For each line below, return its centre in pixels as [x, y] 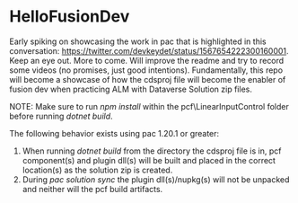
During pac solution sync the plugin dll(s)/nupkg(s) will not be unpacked [156, 179]
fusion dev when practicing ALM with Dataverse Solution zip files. [131, 89]
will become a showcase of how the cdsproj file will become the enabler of [148, 79]
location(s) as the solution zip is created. [97, 170]
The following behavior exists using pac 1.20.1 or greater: [114, 133]
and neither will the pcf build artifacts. [92, 189]
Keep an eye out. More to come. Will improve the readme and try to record [147, 60]
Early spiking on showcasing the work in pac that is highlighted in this [138, 41]
